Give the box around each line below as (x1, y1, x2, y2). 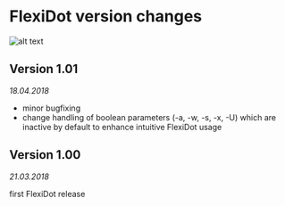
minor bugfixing (21, 103, 81, 113)
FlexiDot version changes (9, 6, 203, 27)
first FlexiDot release (9, 188, 86, 199)
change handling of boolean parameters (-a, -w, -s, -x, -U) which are (21, 111, 277, 122)
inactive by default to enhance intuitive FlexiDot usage (21, 121, 222, 132)
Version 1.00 (9, 147, 81, 162)
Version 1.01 (9, 62, 79, 77)
